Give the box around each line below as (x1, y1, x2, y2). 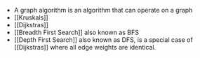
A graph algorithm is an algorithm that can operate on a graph (13, 6, 193, 14)
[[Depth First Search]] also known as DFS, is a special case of (13, 36, 193, 44)
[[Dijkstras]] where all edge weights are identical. (13, 43, 156, 51)
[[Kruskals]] (13, 13, 48, 22)
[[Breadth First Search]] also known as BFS (13, 28, 139, 36)
